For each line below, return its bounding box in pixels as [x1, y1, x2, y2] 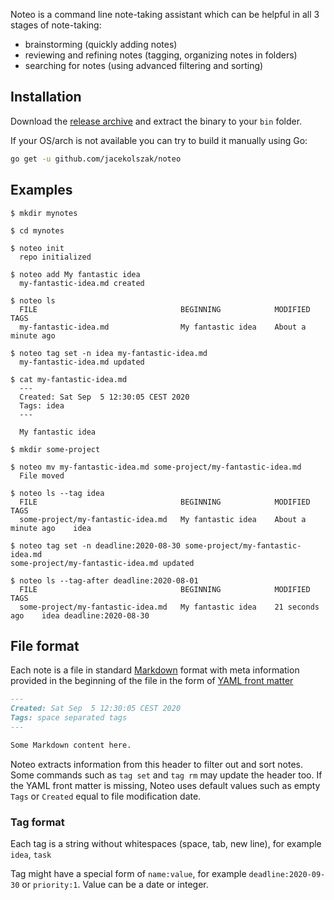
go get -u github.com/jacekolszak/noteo [10, 154, 182, 164]
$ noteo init [10, 243, 65, 253]
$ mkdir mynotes [10, 208, 78, 218]
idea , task [10, 848, 52, 860]
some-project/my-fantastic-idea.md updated [10, 558, 195, 568]
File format [10, 637, 80, 654]
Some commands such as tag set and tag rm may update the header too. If [10, 769, 323, 781]
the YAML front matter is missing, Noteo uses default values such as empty [10, 779, 321, 791]
